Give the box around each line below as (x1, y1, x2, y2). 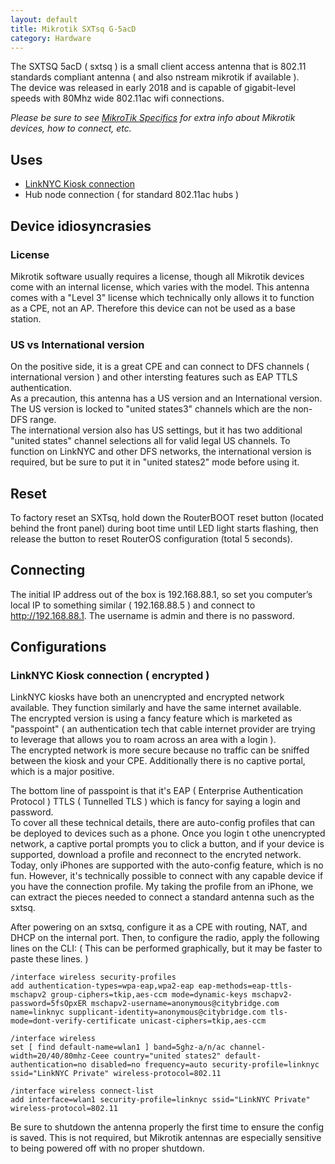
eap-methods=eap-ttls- (198, 981, 293, 991)
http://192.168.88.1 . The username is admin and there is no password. (10, 609, 295, 621)
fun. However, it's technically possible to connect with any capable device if (10, 870, 324, 882)
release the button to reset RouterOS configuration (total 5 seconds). (10, 532, 293, 545)
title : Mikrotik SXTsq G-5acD (10, 24, 137, 34)
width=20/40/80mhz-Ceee (10, 1051, 110, 1061)
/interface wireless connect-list (10, 1086, 155, 1096)
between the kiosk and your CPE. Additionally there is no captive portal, (10, 755, 306, 767)
